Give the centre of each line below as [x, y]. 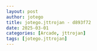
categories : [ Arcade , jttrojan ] [46, 33]
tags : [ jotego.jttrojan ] [37, 39]
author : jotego [25, 17]
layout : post [22, 11]
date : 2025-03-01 [28, 28]
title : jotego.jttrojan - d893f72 [49, 22]
